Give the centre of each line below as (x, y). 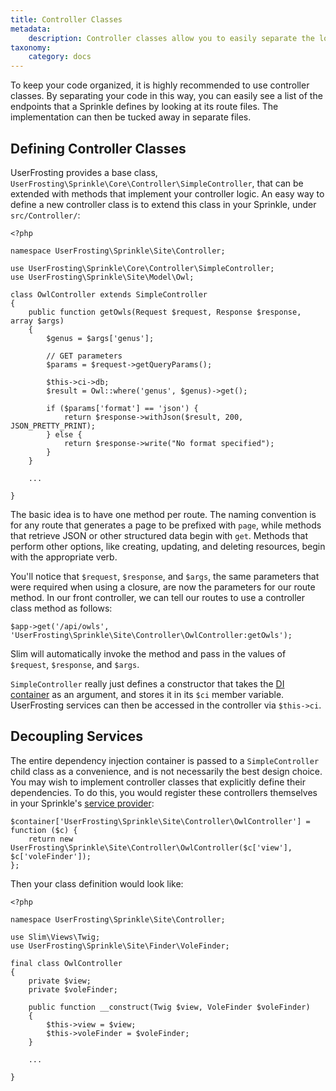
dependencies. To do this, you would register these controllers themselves (164, 792)
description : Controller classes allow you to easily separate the (171, 38)
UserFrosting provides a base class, (84, 172)
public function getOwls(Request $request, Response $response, (165, 312)
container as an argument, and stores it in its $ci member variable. (147, 694)
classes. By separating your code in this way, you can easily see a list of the (166, 96)
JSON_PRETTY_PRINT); (53, 426)
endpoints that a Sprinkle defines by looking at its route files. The (144, 107)
